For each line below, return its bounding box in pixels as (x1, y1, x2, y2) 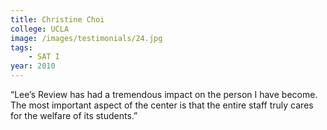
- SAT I (28, 52, 60, 62)
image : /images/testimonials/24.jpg (10, 33, 163, 43)
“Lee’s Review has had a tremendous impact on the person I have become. (10, 89, 318, 100)
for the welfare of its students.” (10, 110, 138, 121)
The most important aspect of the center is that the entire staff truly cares (10, 99, 314, 111)
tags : (10, 42, 33, 53)
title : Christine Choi (10, 14, 105, 25)
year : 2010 (10, 61, 56, 71)
